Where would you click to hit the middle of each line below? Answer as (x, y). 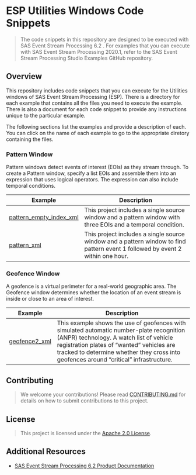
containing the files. (30, 139)
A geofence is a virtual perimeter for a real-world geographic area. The (91, 286)
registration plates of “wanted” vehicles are (116, 345)
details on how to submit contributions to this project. (84, 401)
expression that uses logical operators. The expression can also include (92, 180)
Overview (24, 76)
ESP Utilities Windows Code (75, 11)
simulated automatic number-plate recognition (121, 331)
